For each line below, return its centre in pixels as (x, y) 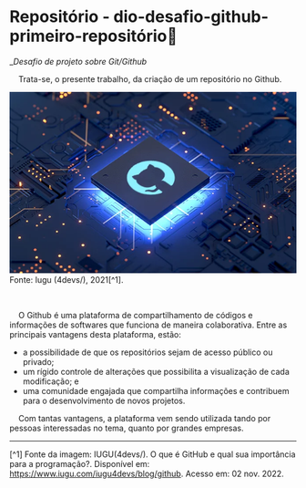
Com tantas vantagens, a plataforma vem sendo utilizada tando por (144, 418)
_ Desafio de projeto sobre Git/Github (78, 61)
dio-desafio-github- (191, 17)
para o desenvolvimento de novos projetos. (104, 400)
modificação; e (51, 381)
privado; (38, 361)
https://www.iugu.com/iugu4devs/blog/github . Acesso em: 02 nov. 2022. (147, 473)
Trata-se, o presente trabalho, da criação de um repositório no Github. (150, 78)
